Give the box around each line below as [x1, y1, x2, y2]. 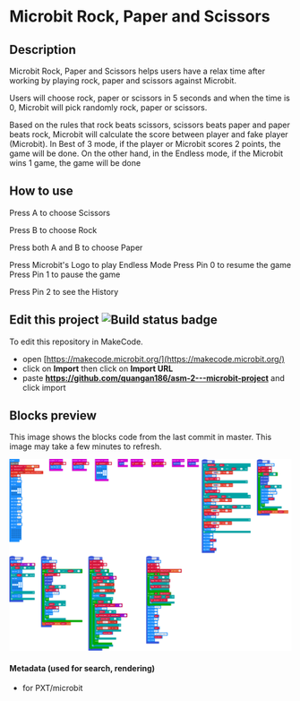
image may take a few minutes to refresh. [9, 441, 162, 452]
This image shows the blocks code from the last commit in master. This [9, 432, 272, 443]
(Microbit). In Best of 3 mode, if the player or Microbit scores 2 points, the [9, 139, 281, 149]
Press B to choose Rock [9, 224, 98, 235]
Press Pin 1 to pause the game [9, 269, 121, 280]
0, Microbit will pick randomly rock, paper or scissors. [9, 102, 208, 113]
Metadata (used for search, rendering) [9, 662, 155, 673]
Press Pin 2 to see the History [9, 286, 119, 297]
